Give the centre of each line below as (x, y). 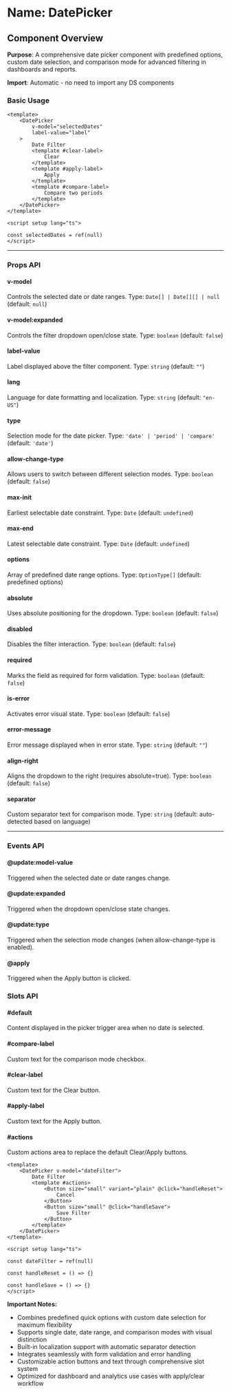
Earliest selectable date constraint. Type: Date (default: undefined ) (100, 513)
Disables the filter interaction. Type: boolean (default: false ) (91, 644)
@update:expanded (36, 894)
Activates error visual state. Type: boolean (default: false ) (89, 714)
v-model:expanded (35, 320)
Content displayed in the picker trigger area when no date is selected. (106, 1028)
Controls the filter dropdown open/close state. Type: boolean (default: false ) (115, 335)
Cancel (66, 1195)
